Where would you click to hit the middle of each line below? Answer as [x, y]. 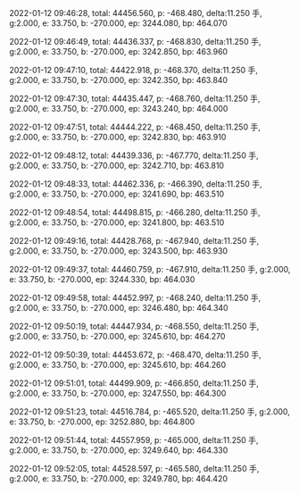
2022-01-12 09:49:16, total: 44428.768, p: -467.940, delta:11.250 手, [134, 241]
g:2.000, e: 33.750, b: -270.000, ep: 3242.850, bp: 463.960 [119, 51]
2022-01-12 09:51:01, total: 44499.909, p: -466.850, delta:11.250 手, [134, 383]
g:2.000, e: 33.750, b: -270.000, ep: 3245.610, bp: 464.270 [117, 336]
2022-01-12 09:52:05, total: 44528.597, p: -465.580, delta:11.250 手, [134, 468]
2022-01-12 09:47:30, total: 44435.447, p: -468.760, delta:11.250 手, [135, 98]
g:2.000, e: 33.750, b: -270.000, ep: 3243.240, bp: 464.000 [119, 109]
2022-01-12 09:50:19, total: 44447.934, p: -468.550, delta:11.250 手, [134, 326]
